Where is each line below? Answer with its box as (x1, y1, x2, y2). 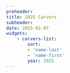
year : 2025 (27, 58, 55, 64)
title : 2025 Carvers (6, 14, 58, 20)
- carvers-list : (17, 36, 58, 42)
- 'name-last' (27, 47, 62, 53)
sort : (27, 42, 42, 48)
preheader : (6, 8, 33, 15)
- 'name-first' (27, 52, 65, 58)
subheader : (6, 19, 33, 25)
